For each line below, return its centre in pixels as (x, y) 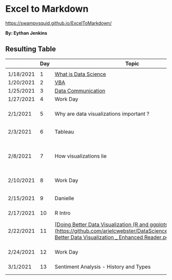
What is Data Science (80, 74)
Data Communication (80, 91)
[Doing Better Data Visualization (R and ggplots (111, 224)
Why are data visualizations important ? (102, 114)
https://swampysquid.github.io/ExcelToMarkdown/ (58, 23)
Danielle (64, 198)
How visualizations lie (81, 156)
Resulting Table (31, 49)
